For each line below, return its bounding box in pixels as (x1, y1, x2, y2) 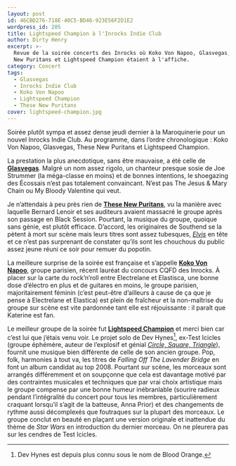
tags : (7, 69, 23, 76)
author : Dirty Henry (7, 37, 68, 44)
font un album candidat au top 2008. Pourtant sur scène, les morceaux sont (7, 363, 227, 372)
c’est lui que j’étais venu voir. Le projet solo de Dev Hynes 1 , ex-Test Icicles (7, 332, 221, 341)
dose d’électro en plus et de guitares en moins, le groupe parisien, (7, 281, 199, 289)
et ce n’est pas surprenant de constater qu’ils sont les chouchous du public (7, 237, 225, 246)
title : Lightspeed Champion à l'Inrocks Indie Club (7, 30, 162, 37)
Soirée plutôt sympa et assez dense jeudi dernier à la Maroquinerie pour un (7, 127, 225, 136)
